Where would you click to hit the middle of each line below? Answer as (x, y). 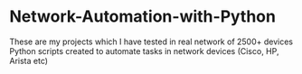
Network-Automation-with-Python (142, 17)
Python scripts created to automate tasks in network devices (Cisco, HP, (144, 51)
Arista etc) (28, 60)
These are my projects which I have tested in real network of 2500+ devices (151, 42)
